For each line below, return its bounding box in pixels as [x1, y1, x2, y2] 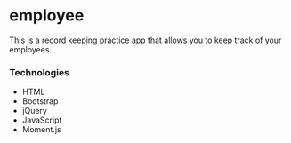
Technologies [9, 66, 69, 78]
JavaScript [21, 115, 62, 125]
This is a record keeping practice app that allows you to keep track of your [9, 35, 282, 45]
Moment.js [21, 124, 61, 135]
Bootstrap [21, 96, 59, 107]
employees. [9, 44, 52, 54]
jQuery [21, 106, 47, 116]
